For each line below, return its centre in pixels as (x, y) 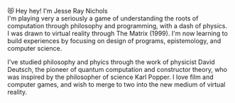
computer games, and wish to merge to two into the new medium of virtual (116, 84)
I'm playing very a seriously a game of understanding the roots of (103, 18)
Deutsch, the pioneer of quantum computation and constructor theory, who (117, 69)
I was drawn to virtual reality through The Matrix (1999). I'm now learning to (118, 33)
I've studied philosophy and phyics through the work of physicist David (111, 62)
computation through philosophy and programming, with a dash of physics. (117, 26)
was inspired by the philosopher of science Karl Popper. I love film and (111, 77)
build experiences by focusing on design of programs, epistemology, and (114, 41)
